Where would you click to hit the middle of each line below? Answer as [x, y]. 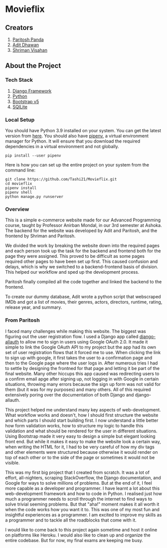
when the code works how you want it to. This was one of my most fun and [82, 509]
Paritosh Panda [28, 39]
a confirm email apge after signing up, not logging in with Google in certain [82, 379]
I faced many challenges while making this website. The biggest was [76, 331]
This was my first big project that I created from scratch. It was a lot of [77, 472]
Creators [19, 28]
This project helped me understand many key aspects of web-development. [83, 409]
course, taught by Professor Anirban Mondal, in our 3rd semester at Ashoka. [83, 225]
